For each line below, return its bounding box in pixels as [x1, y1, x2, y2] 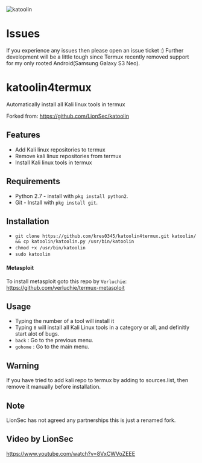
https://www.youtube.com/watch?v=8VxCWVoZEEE [6, 450, 136, 457]
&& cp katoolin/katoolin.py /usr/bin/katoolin [14, 238, 134, 244]
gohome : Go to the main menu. [14, 343, 89, 350]
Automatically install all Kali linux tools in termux [6, 100, 125, 108]
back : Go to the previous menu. [14, 337, 93, 344]
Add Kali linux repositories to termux [14, 145, 106, 153]
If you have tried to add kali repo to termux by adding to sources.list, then [6, 377, 189, 384]
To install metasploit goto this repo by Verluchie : [6, 278, 127, 285]
